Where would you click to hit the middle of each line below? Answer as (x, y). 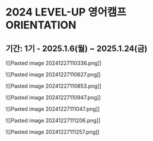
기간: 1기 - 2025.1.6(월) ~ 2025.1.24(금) (76, 48)
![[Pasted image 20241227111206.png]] (53, 120)
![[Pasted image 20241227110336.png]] (54, 63)
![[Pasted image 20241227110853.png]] (54, 86)
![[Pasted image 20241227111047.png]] (53, 109)
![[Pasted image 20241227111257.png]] (52, 132)
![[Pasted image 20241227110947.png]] (53, 97)
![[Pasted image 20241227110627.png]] (53, 74)
